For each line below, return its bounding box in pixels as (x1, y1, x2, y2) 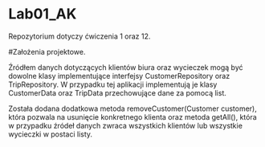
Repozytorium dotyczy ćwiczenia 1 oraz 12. (8, 31, 151, 41)
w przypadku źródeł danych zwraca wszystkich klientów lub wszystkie (8, 120, 243, 130)
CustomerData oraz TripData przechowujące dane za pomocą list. (8, 88, 226, 97)
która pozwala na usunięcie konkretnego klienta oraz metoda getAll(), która (8, 112, 257, 121)
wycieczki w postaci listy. (8, 129, 93, 139)
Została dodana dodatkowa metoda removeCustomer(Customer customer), (8, 104, 257, 113)
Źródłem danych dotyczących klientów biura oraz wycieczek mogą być (8, 62, 243, 72)
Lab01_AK (8, 5, 77, 23)
